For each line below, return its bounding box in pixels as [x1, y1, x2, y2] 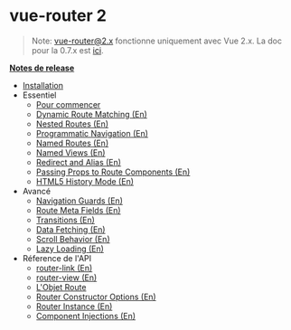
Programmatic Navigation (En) [35, 127, 149, 138]
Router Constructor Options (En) [35, 291, 156, 302]
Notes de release [9, 62, 75, 73]
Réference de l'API [22, 252, 92, 263]
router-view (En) [35, 272, 98, 283]
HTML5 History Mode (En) [35, 175, 134, 186]
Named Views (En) [35, 146, 106, 158]
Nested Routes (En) [35, 118, 109, 129]
